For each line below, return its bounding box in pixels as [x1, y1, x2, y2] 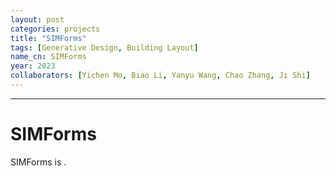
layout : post [10, 14, 65, 25]
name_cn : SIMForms [10, 52, 87, 62]
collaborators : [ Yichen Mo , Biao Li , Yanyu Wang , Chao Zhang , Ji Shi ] [10, 71, 311, 81]
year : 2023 [10, 61, 56, 71]
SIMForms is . [10, 156, 67, 168]
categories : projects [10, 24, 101, 34]
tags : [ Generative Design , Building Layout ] [10, 42, 199, 53]
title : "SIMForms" [10, 33, 87, 43]
